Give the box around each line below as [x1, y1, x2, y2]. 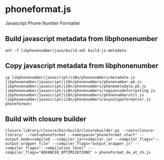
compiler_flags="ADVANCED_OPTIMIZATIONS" [5, 150, 93, 155]
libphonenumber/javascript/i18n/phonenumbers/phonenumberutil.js [5, 92, 144, 97]
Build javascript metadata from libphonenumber [5, 35, 158, 43]
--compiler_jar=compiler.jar [52, 137, 113, 142]
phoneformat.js [5, 4, 71, 15]
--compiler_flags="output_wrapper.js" [52, 141, 133, 146]
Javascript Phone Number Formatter [5, 20, 80, 26]
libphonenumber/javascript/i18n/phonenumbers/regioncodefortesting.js [5, 88, 155, 93]
